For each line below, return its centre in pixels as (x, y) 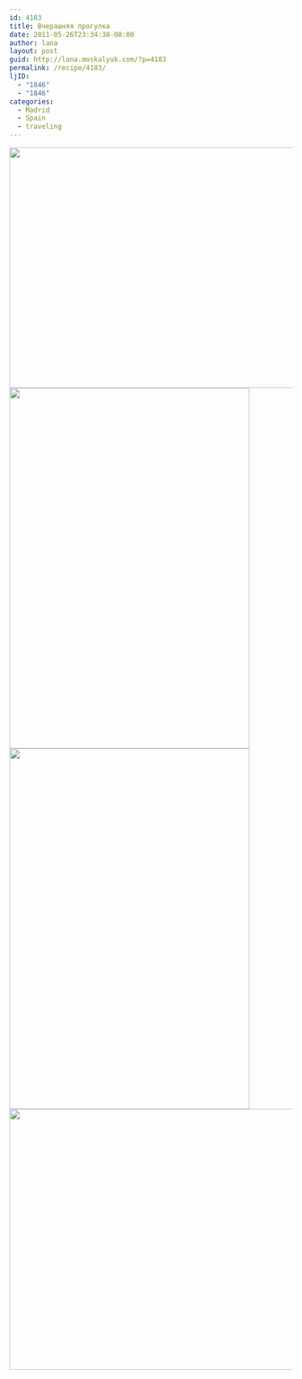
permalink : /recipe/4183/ (58, 68)
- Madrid (34, 110)
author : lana (34, 43)
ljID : (19, 77)
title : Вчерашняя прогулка (60, 26)
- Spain (32, 118)
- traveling (40, 127)
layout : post (34, 51)
